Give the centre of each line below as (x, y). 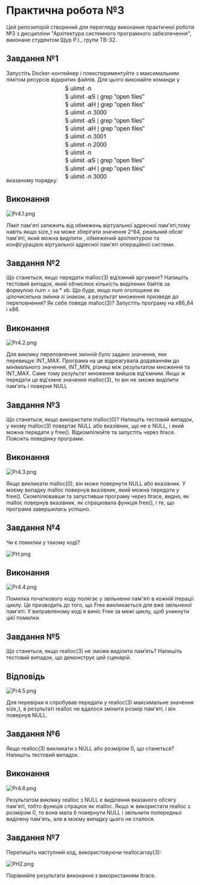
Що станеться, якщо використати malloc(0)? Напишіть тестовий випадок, (100, 419)
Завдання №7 (33, 838)
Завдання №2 (33, 263)
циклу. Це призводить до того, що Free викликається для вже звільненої (99, 605)
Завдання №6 (33, 734)
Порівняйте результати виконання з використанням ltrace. (81, 875)
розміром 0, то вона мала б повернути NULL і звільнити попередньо (94, 812)
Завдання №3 (33, 405)
